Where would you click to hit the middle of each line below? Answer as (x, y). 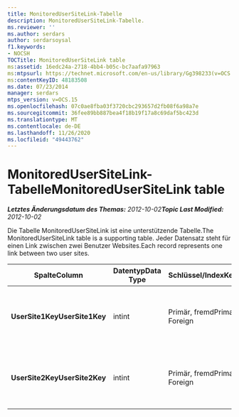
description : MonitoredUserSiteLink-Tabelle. (76, 21)
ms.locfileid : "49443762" (46, 139)
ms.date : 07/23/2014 (38, 87)
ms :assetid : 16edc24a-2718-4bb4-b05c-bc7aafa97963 (84, 67)
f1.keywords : (27, 47)
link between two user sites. (49, 254)
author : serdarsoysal (39, 40)
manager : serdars (33, 93)
